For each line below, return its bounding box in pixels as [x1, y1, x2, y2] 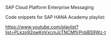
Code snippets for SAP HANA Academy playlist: [5, 14, 106, 20]
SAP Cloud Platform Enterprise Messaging [5, 5, 94, 10]
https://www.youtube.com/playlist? [5, 24, 79, 30]
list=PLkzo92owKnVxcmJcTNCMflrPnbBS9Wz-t [5, 29, 106, 35]
